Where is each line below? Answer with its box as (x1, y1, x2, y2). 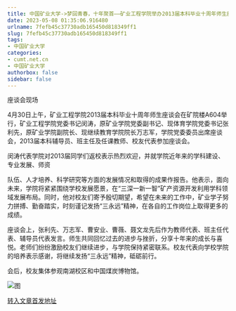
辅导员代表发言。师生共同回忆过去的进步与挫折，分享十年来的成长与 (19, 234, 216, 243)
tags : (7, 37, 23, 44)
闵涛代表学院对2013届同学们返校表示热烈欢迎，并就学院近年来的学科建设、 (7, 152, 225, 160)
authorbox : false (7, 69, 58, 76)
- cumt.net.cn (7, 56, 49, 63)
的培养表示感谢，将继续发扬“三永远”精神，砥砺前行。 (7, 252, 161, 260)
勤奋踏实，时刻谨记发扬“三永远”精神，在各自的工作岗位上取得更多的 (31, 201, 228, 211)
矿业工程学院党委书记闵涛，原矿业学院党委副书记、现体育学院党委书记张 (19, 119, 229, 128)
